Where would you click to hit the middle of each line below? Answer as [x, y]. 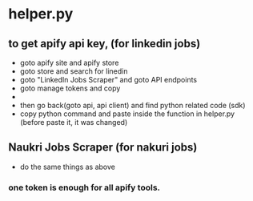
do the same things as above [68, 167]
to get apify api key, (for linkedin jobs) [104, 44]
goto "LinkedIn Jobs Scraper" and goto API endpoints [108, 80]
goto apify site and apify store [69, 62]
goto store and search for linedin [74, 71]
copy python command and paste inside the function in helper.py [127, 114]
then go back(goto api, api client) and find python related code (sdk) [133, 105]
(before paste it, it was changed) [74, 122]
